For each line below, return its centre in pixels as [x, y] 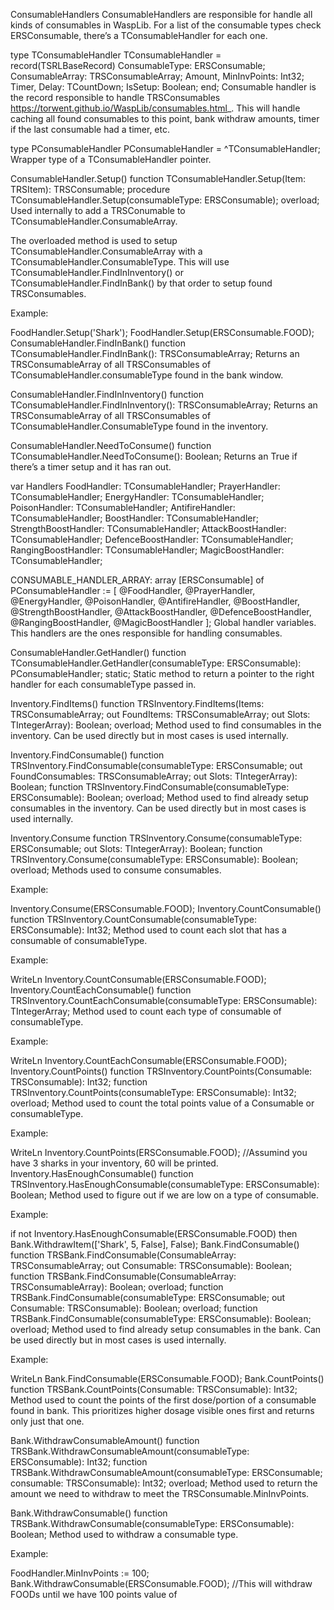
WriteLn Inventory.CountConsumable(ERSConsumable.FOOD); [138, 979]
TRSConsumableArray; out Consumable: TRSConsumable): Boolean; [151, 1265]
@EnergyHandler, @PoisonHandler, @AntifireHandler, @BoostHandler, [155, 601]
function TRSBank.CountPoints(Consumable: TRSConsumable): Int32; [154, 1389]
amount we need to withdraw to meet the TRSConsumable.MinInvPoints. [160, 1493]
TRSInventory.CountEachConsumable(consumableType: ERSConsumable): [164, 1000]
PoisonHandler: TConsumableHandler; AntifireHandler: [123, 507]
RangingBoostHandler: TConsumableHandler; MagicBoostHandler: [147, 550]
